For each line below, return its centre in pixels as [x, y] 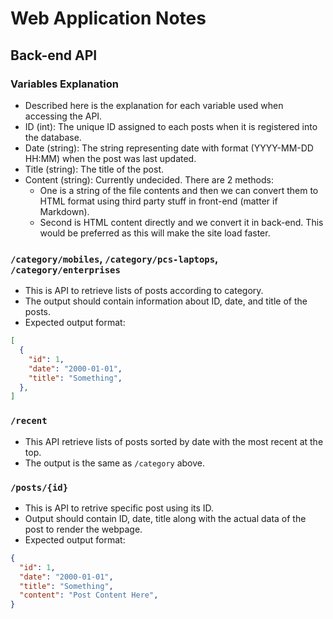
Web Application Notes [108, 18]
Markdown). [64, 211]
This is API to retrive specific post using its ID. [119, 508]
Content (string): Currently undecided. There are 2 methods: [149, 179]
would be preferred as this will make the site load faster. [155, 233]
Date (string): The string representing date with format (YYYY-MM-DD [169, 148]
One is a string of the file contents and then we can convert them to [179, 190]
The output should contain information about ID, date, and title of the [166, 301]
